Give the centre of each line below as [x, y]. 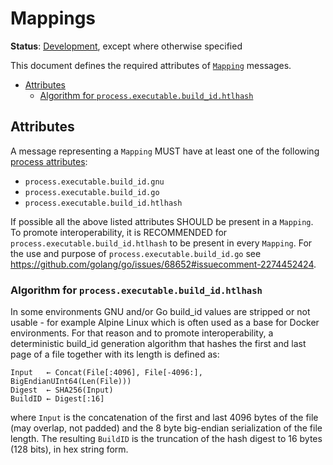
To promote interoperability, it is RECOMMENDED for [119, 232]
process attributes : [49, 161]
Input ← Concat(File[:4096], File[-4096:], [106, 373]
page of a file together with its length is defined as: [115, 354]
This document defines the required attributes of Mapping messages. [151, 65]
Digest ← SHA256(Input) [62, 390]
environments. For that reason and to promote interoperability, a [142, 333]
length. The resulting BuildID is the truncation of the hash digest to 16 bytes [166, 439]
